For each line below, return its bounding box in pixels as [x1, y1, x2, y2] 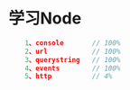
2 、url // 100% [24, 47, 121, 56]
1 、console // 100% [24, 38, 121, 48]
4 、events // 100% [24, 64, 121, 73]
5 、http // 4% [24, 72, 113, 81]
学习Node [8, 8, 82, 29]
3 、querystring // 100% [24, 55, 121, 64]
